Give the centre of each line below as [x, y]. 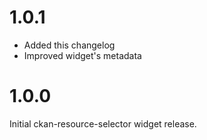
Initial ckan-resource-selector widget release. [103, 123]
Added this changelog [69, 45]
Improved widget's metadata [82, 55]
